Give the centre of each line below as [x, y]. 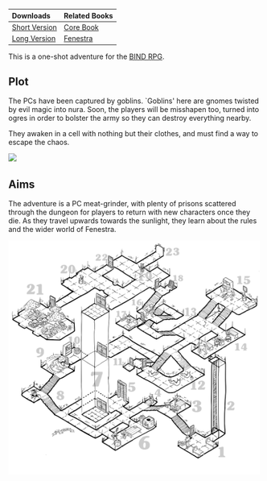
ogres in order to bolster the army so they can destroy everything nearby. [130, 118]
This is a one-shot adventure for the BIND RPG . [86, 56]
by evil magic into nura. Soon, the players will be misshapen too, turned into [134, 110]
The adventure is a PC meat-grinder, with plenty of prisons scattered [122, 204]
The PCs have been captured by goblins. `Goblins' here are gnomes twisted [134, 101]
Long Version [34, 38]
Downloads [31, 15]
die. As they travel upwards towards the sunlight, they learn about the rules [133, 221]
